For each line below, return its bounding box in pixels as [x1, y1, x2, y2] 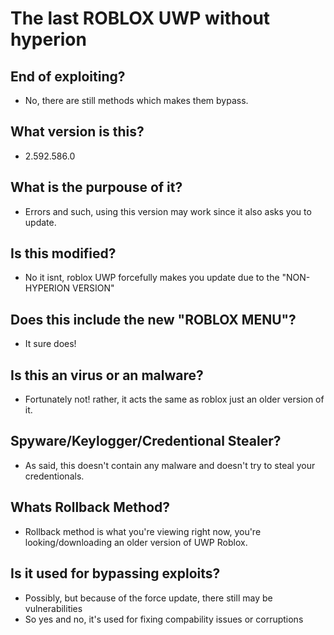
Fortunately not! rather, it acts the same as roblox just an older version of [24, 393, 325, 406]
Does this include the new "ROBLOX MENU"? [10, 311, 297, 328]
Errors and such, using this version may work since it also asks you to [24, 205, 312, 217]
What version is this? [10, 123, 145, 141]
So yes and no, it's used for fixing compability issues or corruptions [24, 613, 304, 625]
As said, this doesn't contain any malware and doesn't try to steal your [24, 459, 316, 471]
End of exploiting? [10, 68, 126, 85]
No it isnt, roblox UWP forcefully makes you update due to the [24, 272, 280, 284]
